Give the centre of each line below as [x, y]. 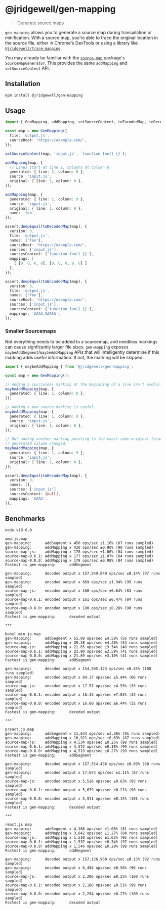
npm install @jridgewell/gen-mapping [44, 95]
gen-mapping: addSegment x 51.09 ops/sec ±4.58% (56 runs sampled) [82, 638]
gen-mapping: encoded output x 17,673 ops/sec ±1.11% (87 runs [77, 772]
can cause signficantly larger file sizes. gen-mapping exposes [67, 347]
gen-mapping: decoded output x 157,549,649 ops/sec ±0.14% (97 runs [83, 573]
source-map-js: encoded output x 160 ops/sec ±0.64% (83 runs [74, 591]
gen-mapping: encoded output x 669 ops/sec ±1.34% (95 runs [74, 582]
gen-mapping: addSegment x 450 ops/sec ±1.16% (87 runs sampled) [79, 543]
